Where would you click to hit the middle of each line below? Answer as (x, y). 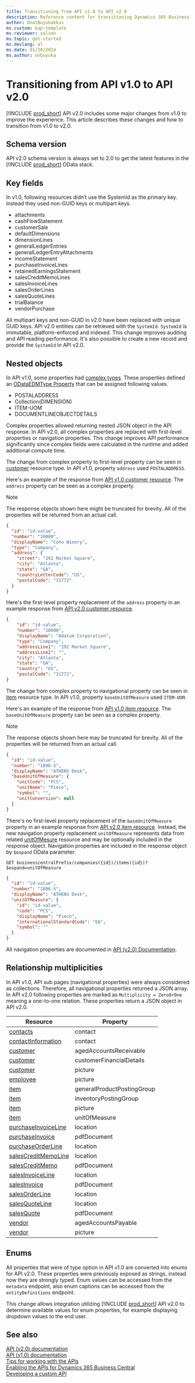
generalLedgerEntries (41, 246)
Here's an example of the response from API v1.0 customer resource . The (95, 479)
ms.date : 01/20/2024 (31, 50)
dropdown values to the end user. (47, 1316)
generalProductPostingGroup (115, 1089)
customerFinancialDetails (110, 1060)
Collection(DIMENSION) (43, 401)
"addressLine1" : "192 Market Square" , (64, 647)
